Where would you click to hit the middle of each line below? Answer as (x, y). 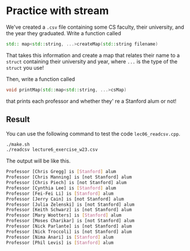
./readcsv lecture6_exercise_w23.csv (52, 150)
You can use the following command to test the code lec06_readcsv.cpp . (93, 134)
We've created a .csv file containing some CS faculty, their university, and (95, 27)
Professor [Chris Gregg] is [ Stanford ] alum (61, 172)
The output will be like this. (39, 161)
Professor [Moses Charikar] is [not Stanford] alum (70, 221)
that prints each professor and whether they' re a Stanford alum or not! (91, 101)
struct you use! (25, 67)
